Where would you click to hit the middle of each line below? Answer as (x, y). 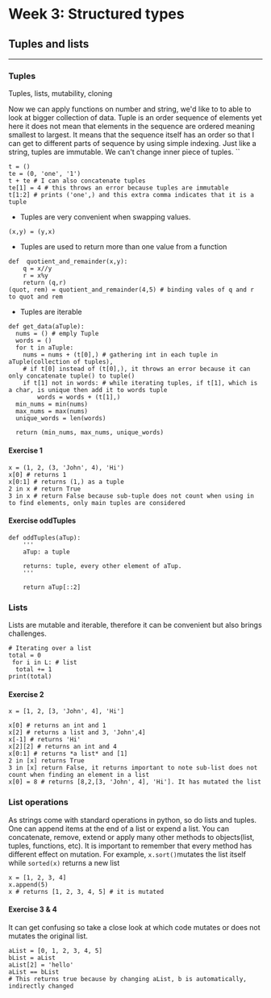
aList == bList (34, 972)
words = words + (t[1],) (79, 397)
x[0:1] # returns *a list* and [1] (68, 754)
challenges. (27, 633)
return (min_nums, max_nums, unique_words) (90, 432)
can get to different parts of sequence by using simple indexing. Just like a (132, 144)
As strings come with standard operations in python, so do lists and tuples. (132, 820)
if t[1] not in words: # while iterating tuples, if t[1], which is (140, 383)
